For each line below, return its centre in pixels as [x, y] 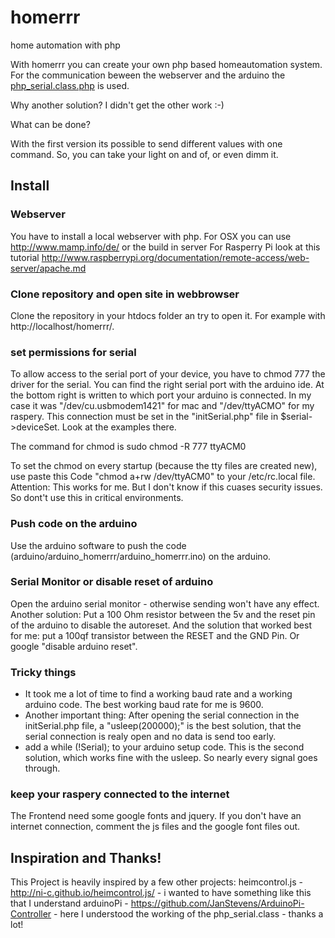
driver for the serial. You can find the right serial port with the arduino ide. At [167, 385]
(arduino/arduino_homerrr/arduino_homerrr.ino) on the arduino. [141, 556]
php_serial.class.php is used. [70, 85]
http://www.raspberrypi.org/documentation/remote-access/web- [175, 257]
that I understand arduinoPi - [69, 903]
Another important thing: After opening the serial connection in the [162, 715]
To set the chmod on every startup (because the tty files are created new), [164, 466]
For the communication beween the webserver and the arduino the [148, 75]
